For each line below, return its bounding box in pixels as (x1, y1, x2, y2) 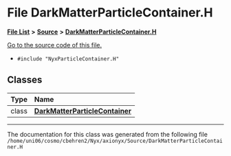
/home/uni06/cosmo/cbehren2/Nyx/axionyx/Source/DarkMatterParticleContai (7, 137, 223, 144)
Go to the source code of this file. (7, 41, 102, 49)
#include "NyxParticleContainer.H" (16, 55, 120, 63)
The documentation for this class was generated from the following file (7, 130, 208, 138)
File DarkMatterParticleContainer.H (7, 5, 213, 21)
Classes (7, 74, 43, 86)
